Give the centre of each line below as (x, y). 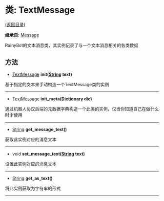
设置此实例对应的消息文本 (31, 164)
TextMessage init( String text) (42, 74)
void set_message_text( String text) (49, 154)
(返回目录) (15, 24)
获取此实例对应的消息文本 (31, 139)
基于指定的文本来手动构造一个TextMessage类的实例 (57, 84)
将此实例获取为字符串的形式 (33, 188)
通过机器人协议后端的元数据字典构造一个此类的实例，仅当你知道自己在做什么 (82, 109)
